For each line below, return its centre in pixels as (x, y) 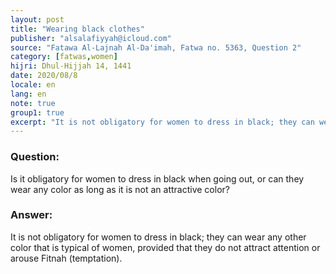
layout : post (37, 19)
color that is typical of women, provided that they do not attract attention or (165, 247)
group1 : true (37, 112)
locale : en (33, 85)
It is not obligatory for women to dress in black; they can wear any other (158, 237)
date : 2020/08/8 (44, 76)
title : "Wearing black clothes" (77, 29)
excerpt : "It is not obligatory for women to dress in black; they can (162, 122)
